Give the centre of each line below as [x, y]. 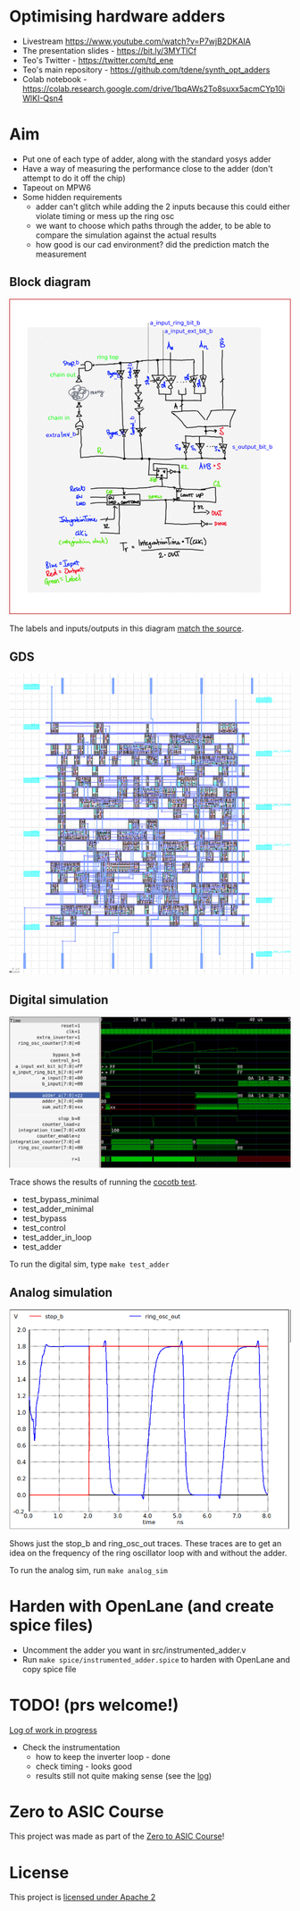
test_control [44, 1228]
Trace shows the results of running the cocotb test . [104, 1183]
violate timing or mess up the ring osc [105, 215]
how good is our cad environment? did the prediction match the [152, 244]
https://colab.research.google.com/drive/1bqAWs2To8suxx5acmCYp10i [154, 88]
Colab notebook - [54, 79]
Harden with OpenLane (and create [142, 1606]
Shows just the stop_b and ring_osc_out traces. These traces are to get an [146, 1543]
